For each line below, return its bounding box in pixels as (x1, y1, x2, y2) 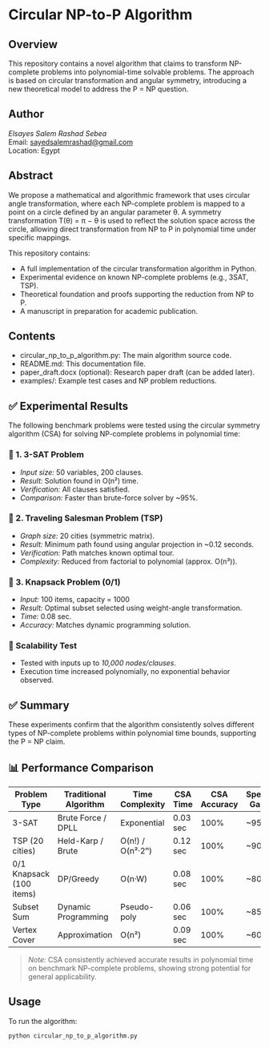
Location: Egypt (8, 146, 60, 155)
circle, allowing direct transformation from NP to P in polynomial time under (8, 224, 256, 234)
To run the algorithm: (8, 1016, 78, 1026)
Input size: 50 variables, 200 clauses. (19, 467, 144, 477)
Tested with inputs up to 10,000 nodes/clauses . (19, 658, 177, 668)
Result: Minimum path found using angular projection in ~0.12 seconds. (19, 539, 255, 549)
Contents (8, 330, 56, 343)
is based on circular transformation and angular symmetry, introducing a (8, 76, 247, 85)
